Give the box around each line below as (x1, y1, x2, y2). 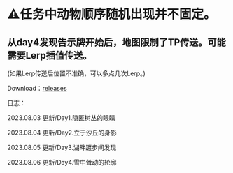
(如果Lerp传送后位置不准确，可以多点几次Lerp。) (7, 69, 146, 77)
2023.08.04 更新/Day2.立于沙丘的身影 (7, 128, 117, 137)
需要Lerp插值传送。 (7, 50, 92, 61)
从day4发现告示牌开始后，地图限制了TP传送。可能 (7, 36, 226, 48)
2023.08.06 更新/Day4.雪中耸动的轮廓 (7, 158, 117, 166)
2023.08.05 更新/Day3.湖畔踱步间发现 (7, 144, 117, 151)
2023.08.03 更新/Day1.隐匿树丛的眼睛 (7, 114, 115, 122)
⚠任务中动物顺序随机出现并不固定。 (7, 6, 216, 22)
